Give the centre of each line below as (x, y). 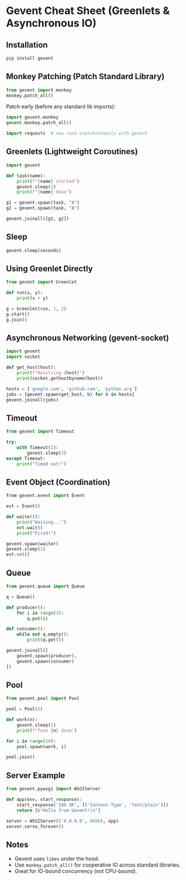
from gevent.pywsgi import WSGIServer (53, 789)
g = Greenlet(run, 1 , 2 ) (36, 309)
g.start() (18, 314)
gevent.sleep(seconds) (34, 250)
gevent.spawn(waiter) (32, 544)
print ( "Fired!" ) (37, 533)
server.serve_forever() (35, 826)
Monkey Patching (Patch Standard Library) (85, 76)
